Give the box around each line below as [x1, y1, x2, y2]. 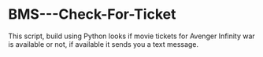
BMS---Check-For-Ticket [8, 5, 176, 23]
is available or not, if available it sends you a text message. [8, 39, 199, 48]
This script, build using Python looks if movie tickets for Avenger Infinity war [8, 31, 256, 41]
